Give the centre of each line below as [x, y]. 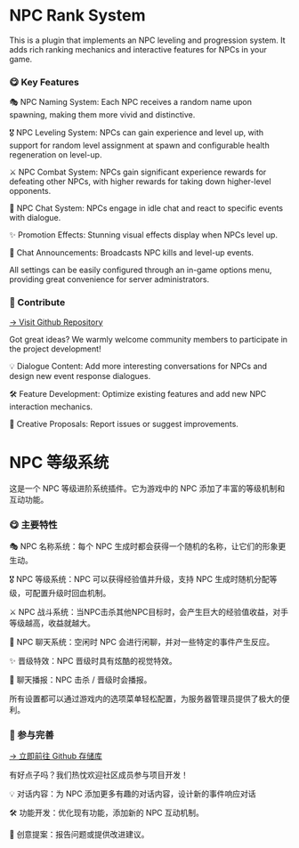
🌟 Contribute [37, 303]
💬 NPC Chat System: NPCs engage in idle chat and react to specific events [146, 208]
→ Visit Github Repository [57, 322]
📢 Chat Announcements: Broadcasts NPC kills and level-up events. [132, 253]
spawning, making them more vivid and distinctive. [102, 115]
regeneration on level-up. [56, 155]
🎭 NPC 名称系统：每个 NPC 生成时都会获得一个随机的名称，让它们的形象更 [148, 546]
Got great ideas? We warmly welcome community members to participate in [148, 339]
